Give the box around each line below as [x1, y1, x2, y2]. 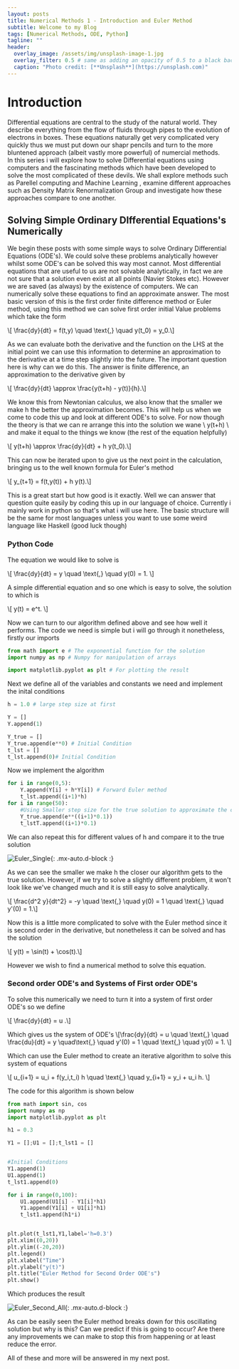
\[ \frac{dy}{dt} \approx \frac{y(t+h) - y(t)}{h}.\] [7, 384, 147, 393]
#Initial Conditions [7, 1159, 69, 1166]
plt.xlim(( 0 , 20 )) [7, 1237, 59, 1244]
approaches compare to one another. [7, 193, 117, 202]
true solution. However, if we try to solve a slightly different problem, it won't [7, 875, 231, 884]
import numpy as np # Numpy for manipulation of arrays [7, 654, 176, 661]
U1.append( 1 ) [7, 1171, 46, 1179]
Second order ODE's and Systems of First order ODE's [7, 978, 198, 988]
